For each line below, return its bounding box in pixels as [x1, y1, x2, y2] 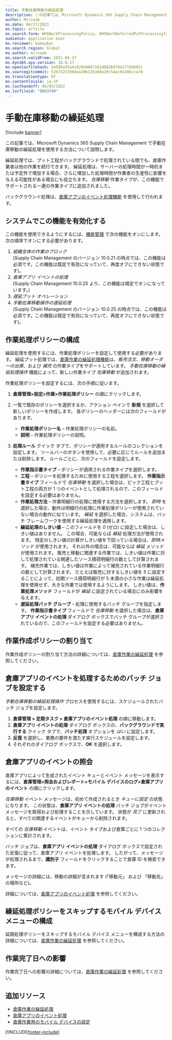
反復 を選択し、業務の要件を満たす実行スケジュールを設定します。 [12, 735, 153, 741]
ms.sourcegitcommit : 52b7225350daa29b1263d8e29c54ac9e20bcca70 [5, 70, 143, 75]
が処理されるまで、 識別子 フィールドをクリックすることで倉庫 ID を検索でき [5, 856, 166, 862]
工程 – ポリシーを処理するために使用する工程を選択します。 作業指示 [20, 473, 165, 479]
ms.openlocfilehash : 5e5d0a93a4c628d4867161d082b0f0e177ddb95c [5, 65, 143, 70]
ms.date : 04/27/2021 [5, 22, 50, 27]
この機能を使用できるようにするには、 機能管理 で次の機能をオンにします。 [5, 231, 163, 237]
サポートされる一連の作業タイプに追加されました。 [5, 183, 113, 189]
